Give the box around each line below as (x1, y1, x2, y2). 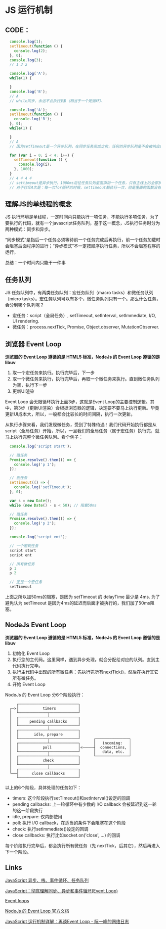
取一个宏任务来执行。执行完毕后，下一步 (12, 370, 95, 375)
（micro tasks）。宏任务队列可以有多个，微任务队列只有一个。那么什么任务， (5, 296, 161, 302)
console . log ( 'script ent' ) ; (9, 535, 68, 540)
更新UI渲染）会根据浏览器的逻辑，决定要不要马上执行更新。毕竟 (29, 405, 160, 411)
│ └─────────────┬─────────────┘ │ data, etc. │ (9, 749, 132, 754)
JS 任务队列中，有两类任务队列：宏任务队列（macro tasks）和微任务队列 (5, 290, 154, 296)
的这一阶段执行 (12, 807, 43, 813)
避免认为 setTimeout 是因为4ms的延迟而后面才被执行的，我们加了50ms (5, 600, 151, 606)
